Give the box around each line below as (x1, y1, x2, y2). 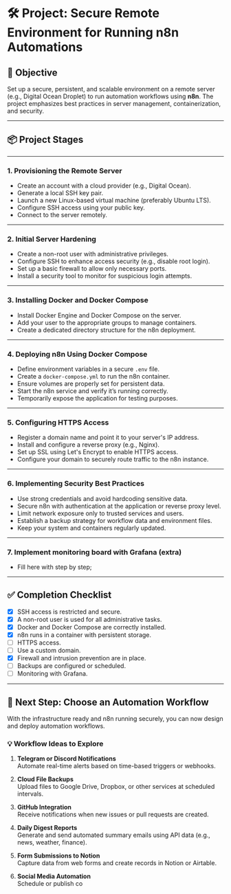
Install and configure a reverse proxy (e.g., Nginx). (16, 440, 160, 449)
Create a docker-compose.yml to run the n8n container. (16, 372, 170, 380)
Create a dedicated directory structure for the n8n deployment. (16, 326, 196, 334)
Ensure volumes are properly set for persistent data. (16, 379, 165, 388)
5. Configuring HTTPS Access (7, 417, 109, 427)
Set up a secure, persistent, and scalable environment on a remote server (7, 85, 215, 93)
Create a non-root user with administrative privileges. (16, 250, 168, 258)
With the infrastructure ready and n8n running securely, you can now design (7, 715, 223, 723)
